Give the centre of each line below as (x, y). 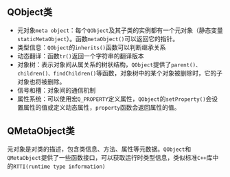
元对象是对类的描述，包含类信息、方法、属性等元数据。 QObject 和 (99, 149)
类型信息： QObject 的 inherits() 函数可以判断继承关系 (91, 47)
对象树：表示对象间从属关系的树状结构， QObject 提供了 (94, 64)
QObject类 (30, 12)
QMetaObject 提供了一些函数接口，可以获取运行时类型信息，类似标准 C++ (107, 157)
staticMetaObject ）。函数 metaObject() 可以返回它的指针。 (98, 38)
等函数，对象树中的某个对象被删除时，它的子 (159, 73)
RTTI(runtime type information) (59, 167)
